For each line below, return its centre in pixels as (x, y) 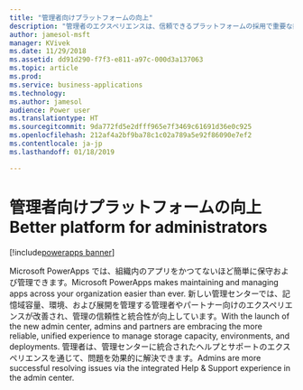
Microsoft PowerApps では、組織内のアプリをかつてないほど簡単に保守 (141, 271)
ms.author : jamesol (46, 102)
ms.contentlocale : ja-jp (56, 144)
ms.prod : (26, 77)
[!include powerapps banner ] (62, 252)
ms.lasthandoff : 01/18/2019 (62, 152)
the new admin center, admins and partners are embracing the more (136, 326)
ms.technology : (38, 93)
